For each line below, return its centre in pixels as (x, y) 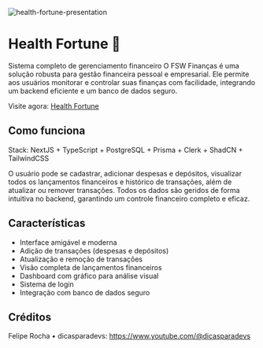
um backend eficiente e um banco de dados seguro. (93, 91)
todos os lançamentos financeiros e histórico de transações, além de (120, 182)
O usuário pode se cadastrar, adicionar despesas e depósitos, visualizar (125, 173)
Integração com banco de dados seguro (85, 292)
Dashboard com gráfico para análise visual (89, 276)
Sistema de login (46, 284)
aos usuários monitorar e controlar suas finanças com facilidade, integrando (132, 82)
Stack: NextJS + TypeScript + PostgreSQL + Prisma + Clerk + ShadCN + (126, 150)
